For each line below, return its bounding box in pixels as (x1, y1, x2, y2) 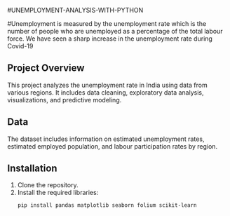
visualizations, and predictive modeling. (7, 95, 122, 104)
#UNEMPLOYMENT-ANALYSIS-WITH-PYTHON (7, 6, 144, 14)
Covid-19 (7, 42, 34, 50)
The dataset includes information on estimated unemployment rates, (7, 135, 205, 143)
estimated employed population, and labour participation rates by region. (7, 142, 218, 150)
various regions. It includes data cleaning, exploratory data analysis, (7, 88, 204, 97)
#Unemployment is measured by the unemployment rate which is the (7, 20, 207, 27)
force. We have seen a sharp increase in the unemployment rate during (7, 34, 212, 43)
